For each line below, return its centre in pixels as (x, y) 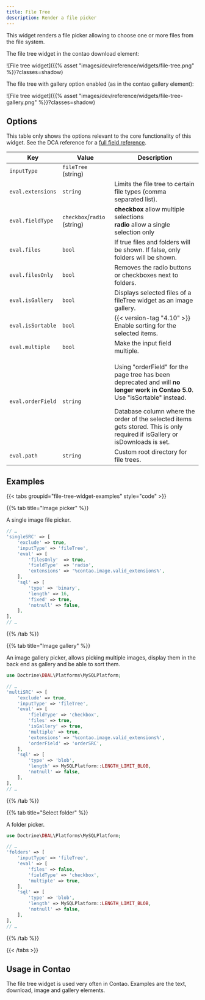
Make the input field (143, 344)
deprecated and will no (147, 382)
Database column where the (155, 412)
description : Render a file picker (52, 18)
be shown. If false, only (148, 250)
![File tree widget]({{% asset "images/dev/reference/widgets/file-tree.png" (100, 66)
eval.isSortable (33, 326)
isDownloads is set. (142, 442)
